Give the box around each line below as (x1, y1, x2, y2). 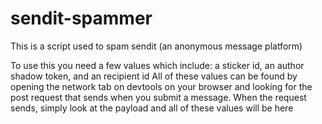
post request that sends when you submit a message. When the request (10, 91, 307, 103)
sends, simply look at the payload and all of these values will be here (10, 102, 294, 114)
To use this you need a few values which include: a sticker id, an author (10, 59, 305, 71)
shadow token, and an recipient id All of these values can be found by (10, 70, 298, 82)
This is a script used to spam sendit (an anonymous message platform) (10, 40, 303, 52)
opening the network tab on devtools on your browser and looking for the (10, 80, 313, 92)
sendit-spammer (10, 7, 153, 30)
